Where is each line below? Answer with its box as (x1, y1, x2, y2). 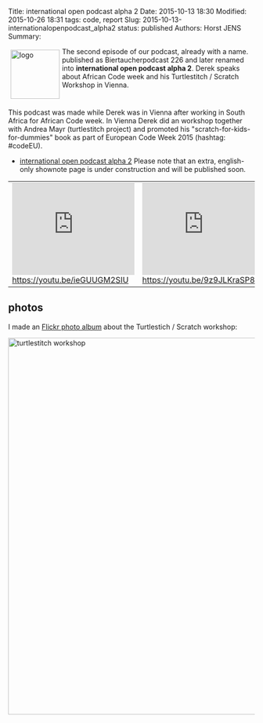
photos (8, 301, 44, 315)
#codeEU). (8, 141, 43, 150)
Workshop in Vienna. (62, 80, 129, 89)
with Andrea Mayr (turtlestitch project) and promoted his (8, 125, 190, 133)
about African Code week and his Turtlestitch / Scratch (62, 72, 240, 81)
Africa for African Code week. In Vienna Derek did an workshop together (8, 116, 243, 125)
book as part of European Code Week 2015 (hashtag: (54, 133, 226, 142)
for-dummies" (8, 133, 53, 142)
